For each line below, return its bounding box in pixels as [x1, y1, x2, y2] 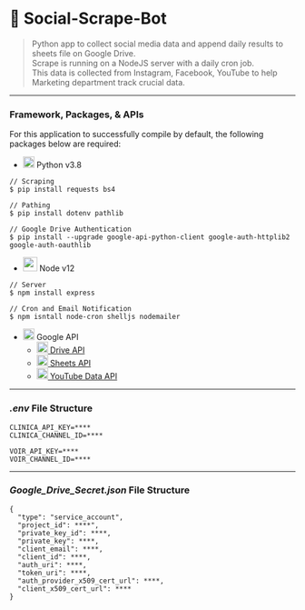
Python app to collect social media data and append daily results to [31, 38, 284, 49]
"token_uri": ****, [17, 568, 92, 577]
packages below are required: [9, 138, 122, 149]
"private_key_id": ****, [17, 528, 112, 537]
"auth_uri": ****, [17, 560, 88, 569]
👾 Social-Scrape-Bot [9, 8, 167, 29]
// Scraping [9, 177, 54, 186]
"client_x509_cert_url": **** [17, 584, 132, 594]
